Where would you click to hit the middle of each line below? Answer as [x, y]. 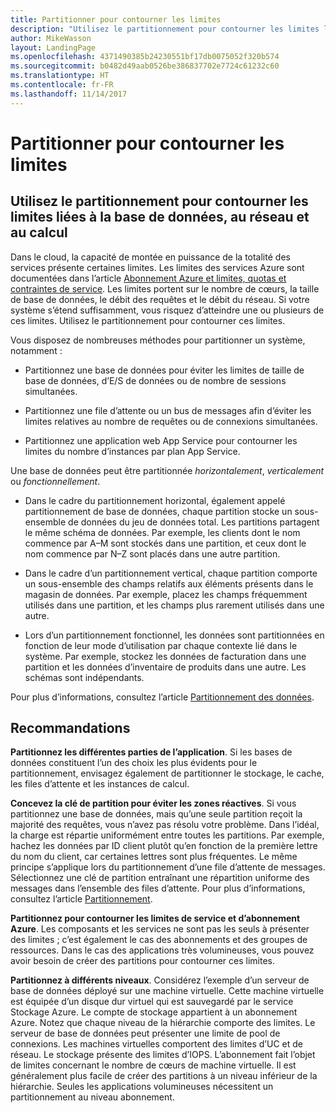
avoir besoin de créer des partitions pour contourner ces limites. [142, 961]
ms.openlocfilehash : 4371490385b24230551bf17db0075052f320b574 [145, 57]
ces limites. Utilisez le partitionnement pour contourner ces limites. [148, 320]
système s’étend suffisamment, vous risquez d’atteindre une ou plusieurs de [167, 310]
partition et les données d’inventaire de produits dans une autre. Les [165, 667]
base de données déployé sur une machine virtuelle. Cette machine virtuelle [167, 991]
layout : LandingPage [53, 47]
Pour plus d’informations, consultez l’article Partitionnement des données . [162, 697]
